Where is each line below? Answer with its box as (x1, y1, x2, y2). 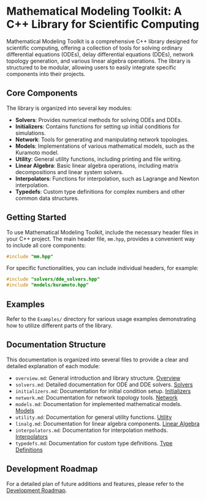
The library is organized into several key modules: (6, 104, 132, 112)
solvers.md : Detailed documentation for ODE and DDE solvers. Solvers (15, 380, 193, 388)
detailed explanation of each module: (6, 362, 100, 369)
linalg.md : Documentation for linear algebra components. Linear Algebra (15, 420, 200, 427)
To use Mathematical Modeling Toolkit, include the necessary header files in (6, 228, 199, 236)
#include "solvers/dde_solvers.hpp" (6, 276, 100, 283)
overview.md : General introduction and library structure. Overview (15, 374, 181, 382)
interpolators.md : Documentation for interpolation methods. (15, 426, 169, 434)
